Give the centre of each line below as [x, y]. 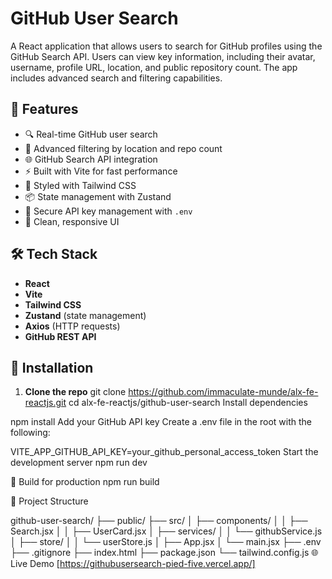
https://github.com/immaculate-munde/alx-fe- [223, 392]
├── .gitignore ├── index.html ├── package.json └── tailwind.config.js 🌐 [164, 553]
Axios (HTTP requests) [72, 326]
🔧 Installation [52, 367]
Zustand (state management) [85, 315]
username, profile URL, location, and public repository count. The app [154, 67]
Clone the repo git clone [75, 392]
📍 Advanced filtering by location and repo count [123, 148]
